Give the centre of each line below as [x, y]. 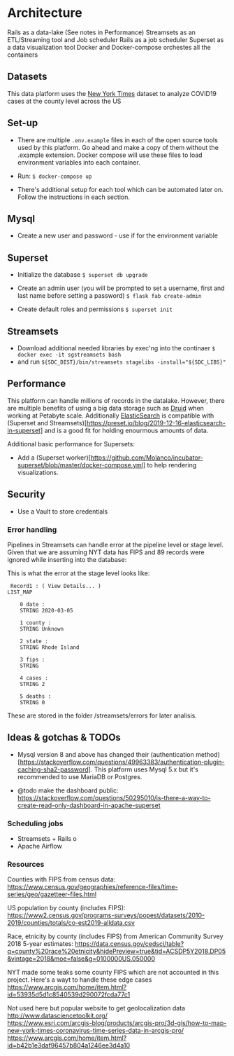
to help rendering [172, 465]
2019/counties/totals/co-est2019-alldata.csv [71, 923]
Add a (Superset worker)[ [54, 458]
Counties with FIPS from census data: [61, 879]
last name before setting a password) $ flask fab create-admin [109, 296]
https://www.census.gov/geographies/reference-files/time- [93, 887]
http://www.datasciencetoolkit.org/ [58, 1016]
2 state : [34, 641]
